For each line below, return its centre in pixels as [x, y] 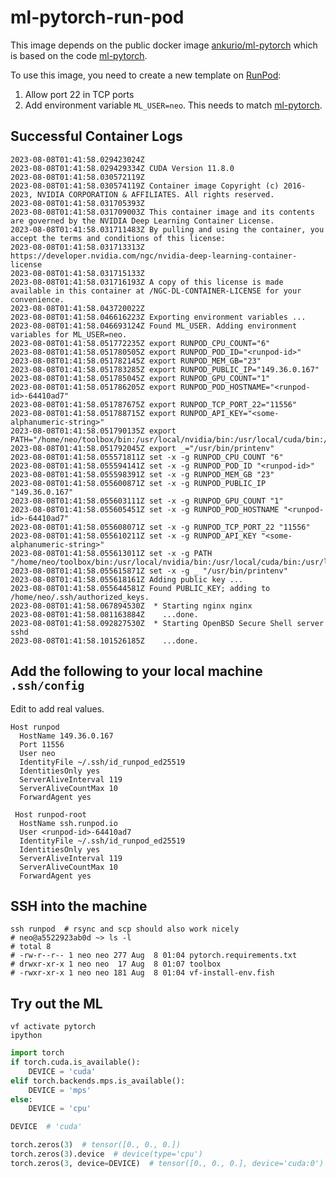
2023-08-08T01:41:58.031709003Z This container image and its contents [162, 212]
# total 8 [31, 947]
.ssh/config [47, 686]
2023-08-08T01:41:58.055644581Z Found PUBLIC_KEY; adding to [140, 588]
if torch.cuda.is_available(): [75, 1062]
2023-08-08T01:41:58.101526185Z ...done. [104, 641]
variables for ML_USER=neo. [69, 334]
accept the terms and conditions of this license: [118, 238]
